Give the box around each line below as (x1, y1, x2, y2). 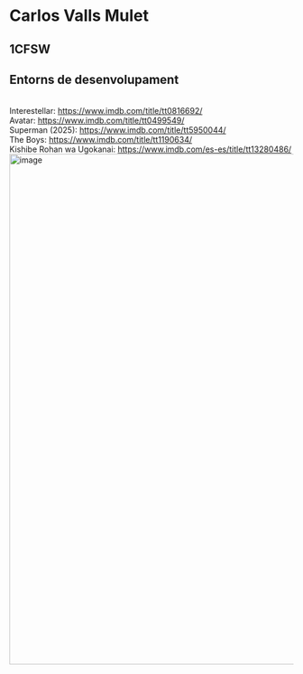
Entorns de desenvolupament (9, 71, 179, 87)
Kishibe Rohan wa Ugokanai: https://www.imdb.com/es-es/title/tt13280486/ (9, 144, 292, 154)
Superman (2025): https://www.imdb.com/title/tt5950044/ (9, 125, 227, 136)
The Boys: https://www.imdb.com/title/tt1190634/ (9, 135, 192, 145)
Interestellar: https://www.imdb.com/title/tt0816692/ (9, 106, 203, 117)
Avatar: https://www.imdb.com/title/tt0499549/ (9, 115, 185, 126)
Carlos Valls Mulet (9, 5, 149, 26)
